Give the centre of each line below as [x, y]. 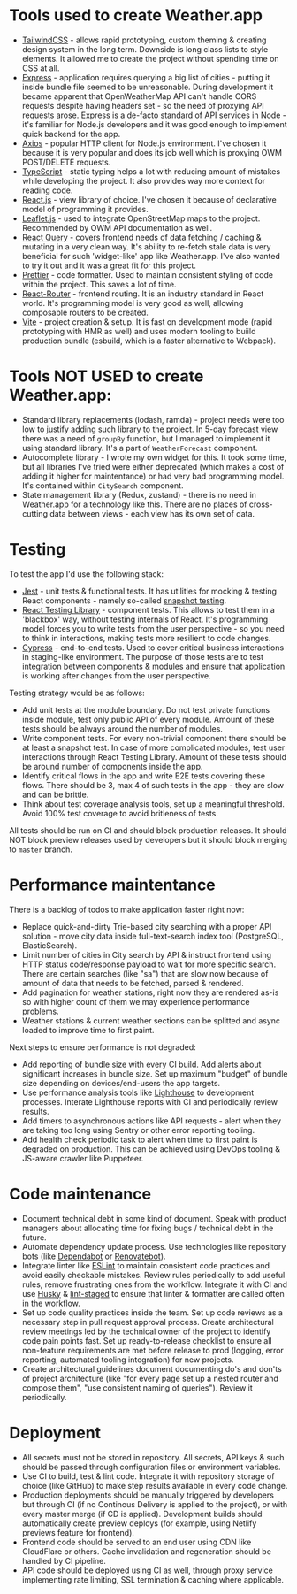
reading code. [47, 190]
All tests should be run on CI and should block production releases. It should [148, 830]
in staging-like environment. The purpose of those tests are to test [142, 656]
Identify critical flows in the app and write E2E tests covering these [144, 776]
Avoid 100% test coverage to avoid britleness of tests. [120, 813]
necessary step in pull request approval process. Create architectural [148, 1322]
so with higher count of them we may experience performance [136, 1001]
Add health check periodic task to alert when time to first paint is [140, 1139]
